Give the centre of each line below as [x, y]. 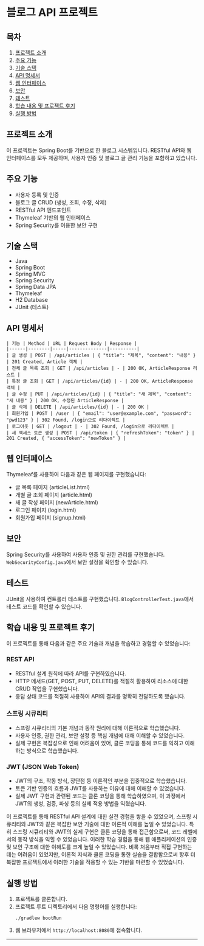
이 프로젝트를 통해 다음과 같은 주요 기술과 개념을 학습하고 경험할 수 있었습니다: [99, 643]
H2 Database [32, 300]
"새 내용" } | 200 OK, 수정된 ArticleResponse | [65, 401]
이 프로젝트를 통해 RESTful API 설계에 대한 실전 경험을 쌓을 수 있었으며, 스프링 [99, 816]
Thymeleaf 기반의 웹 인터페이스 [53, 217]
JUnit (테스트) [32, 307]
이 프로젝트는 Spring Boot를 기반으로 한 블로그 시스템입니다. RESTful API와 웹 [99, 150]
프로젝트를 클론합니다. [41, 899]
